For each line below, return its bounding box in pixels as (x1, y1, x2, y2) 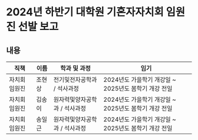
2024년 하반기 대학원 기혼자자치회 (6, 5, 164, 19)
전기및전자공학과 (53, 76, 97, 84)
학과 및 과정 (60, 64, 91, 72)
